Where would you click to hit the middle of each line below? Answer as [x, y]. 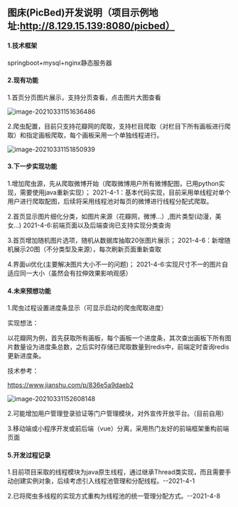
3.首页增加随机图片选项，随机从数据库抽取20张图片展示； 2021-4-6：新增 [116, 240]
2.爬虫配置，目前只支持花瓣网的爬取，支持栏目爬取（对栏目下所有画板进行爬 [119, 126]
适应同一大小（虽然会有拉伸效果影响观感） [70, 273]
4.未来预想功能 [29, 290]
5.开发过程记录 [29, 455]
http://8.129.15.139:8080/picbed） [98, 26]
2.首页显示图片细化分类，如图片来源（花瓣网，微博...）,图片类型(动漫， [111, 216]
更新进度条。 [26, 356]
